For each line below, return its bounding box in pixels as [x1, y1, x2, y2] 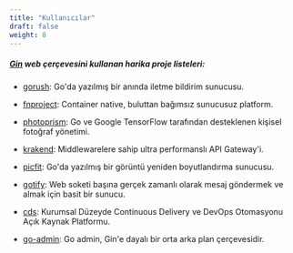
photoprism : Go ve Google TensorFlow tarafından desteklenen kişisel [22, 116, 282, 127]
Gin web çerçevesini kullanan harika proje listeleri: [9, 58, 206, 69]
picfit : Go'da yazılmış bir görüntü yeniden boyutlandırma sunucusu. [22, 161, 275, 173]
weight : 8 [9, 30, 47, 39]
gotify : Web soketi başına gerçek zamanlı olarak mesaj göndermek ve [22, 179, 284, 190]
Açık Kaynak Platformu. [22, 216, 111, 228]
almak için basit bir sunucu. [22, 188, 126, 200]
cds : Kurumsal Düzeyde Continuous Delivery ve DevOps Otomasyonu [22, 207, 284, 218]
